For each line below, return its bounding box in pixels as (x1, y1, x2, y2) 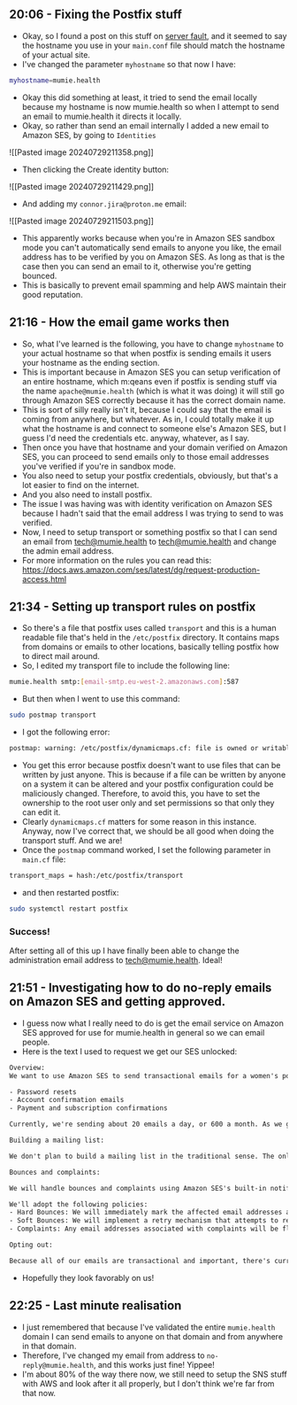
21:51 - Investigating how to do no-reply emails (9, 981, 272, 996)
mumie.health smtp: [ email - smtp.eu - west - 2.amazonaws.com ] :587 (9, 678, 240, 687)
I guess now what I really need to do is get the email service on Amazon (21, 1018, 285, 1029)
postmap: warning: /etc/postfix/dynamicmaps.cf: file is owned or (9, 744, 259, 753)
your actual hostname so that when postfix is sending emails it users (21, 347, 272, 358)
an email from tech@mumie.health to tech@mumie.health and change (21, 536, 277, 547)
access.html (21, 573, 67, 584)
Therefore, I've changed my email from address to (21, 1350, 205, 1361)
